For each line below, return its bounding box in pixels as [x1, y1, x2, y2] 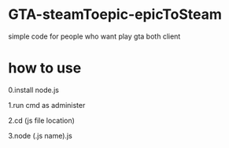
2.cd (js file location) [8, 116, 75, 125]
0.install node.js [8, 85, 60, 94]
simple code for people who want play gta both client [8, 31, 181, 41]
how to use [8, 59, 82, 77]
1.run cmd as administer [8, 100, 86, 109]
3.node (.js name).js [8, 131, 72, 140]
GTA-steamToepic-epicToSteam [8, 6, 222, 24]
